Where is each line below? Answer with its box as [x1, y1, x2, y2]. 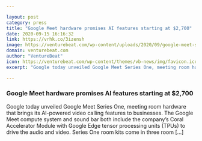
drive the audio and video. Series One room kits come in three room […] [6, 128, 184, 136]
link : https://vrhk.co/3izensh [6, 37, 85, 43]
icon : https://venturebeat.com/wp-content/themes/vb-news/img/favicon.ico [6, 58, 198, 65]
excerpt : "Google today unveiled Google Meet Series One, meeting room [6, 64, 189, 70]
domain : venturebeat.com [6, 47, 69, 54]
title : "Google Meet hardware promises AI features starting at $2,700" [6, 25, 192, 31]
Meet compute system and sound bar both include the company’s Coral [6, 115, 184, 123]
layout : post [6, 14, 39, 20]
